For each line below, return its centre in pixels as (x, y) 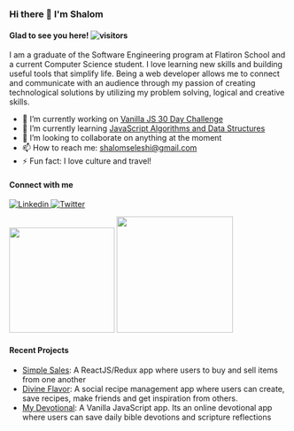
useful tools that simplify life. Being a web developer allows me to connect (145, 73)
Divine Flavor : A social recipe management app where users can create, (153, 389)
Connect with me (41, 184)
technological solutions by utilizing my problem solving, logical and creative (147, 93)
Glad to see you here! (49, 35)
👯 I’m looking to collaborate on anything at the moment (122, 138)
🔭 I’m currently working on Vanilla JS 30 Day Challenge (123, 119)
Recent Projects (39, 350)
